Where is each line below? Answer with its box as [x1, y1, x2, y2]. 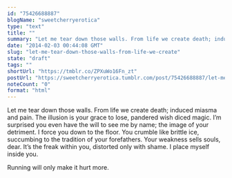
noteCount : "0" [7, 81, 51, 88]
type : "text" [7, 23, 45, 30]
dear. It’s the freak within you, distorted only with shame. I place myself [7, 143, 210, 151]
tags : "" [7, 61, 32, 68]
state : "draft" [7, 55, 51, 62]
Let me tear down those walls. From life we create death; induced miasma [7, 106, 217, 115]
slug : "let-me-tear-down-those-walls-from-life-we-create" [7, 49, 181, 56]
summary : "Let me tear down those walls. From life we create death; [7, 36, 212, 43]
